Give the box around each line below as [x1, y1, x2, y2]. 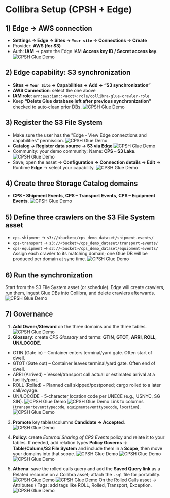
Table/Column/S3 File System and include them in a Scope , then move [12, 445, 163, 451]
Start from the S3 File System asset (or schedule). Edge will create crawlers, [5, 284, 165, 291]
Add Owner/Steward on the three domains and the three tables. [12, 323, 147, 329]
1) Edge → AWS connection [5, 24, 92, 33]
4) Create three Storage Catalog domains [5, 179, 138, 188]
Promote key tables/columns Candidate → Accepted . [12, 419, 125, 425]
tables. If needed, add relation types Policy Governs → [12, 439, 128, 445]
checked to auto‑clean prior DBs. [12, 103, 82, 110]
